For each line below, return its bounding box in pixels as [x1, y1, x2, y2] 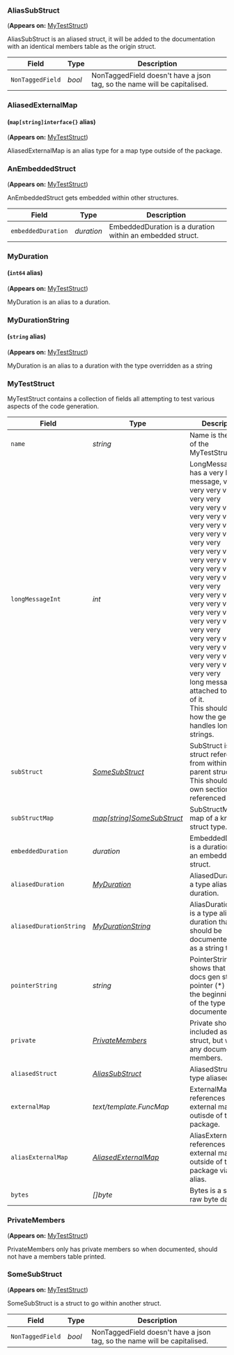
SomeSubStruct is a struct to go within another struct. [7, 1298, 162, 1307]
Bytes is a [189, 1185, 221, 1195]
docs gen [189, 972, 221, 982]
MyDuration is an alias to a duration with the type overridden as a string [7, 361, 212, 370]
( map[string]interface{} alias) [7, 117, 96, 126]
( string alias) [7, 332, 47, 340]
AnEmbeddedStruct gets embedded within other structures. [7, 193, 179, 202]
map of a [189, 814, 219, 823]
